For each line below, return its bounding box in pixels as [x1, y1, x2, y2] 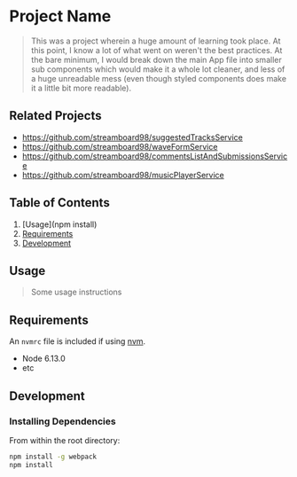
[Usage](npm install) [21, 219, 98, 230]
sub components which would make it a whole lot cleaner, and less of [30, 64, 285, 74]
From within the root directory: [9, 434, 121, 445]
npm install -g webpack [9, 452, 98, 461]
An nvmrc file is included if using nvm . [9, 336, 146, 347]
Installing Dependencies [9, 415, 117, 427]
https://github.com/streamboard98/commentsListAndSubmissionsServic [21, 151, 288, 161]
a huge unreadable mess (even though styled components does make [30, 73, 286, 83]
